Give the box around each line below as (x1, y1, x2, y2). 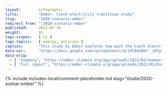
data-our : (5, 48, 26, 53)
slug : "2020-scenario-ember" (5, 16, 85, 21)
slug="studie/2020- (113, 76, 154, 82)
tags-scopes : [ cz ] (5, 35, 52, 40)
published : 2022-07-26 (5, 26, 61, 30)
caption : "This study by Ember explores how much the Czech (5, 44, 146, 49)
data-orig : (5, 53, 28, 58)
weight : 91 (5, 30, 43, 35)
